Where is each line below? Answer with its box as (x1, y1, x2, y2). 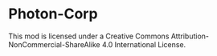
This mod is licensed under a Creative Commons (8, 31, 170, 41)
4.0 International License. (101, 39, 186, 49)
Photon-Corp (8, 5, 98, 23)
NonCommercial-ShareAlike (8, 39, 100, 49)
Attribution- (170, 31, 209, 41)
